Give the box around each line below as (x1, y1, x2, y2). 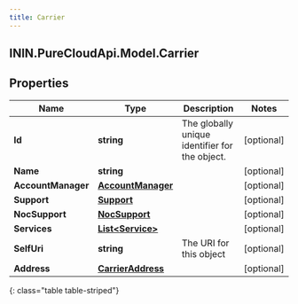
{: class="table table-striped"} (9, 285, 120, 295)
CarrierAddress (97, 262, 165, 275)
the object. (181, 150, 226, 162)
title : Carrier (9, 12, 66, 22)
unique (181, 128, 211, 140)
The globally (181, 117, 233, 129)
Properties (9, 76, 69, 91)
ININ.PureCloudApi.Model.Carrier (9, 46, 200, 61)
